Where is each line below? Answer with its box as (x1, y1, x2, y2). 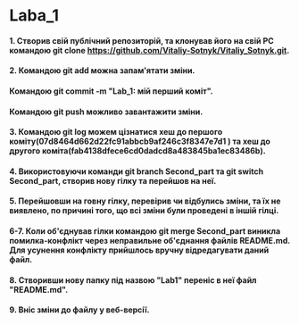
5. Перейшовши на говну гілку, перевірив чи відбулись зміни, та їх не (9, 195, 281, 206)
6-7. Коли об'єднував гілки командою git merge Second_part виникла (9, 225, 281, 237)
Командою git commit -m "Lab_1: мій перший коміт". (9, 86, 214, 96)
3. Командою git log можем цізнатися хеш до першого (9, 127, 223, 137)
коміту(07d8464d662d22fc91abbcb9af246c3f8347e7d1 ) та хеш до (9, 136, 270, 147)
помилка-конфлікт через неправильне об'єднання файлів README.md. (9, 235, 291, 245)
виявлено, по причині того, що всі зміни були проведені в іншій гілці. (9, 205, 279, 216)
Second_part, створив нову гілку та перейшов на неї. (9, 175, 217, 186)
